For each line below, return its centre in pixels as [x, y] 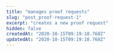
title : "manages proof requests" [48, 12]
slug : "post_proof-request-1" [44, 17]
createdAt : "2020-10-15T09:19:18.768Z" [56, 34]
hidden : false [24, 28]
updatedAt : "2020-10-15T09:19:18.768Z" [56, 39]
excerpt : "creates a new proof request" [58, 23]
